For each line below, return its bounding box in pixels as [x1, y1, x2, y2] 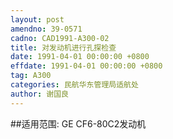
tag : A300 [10, 71, 52, 81]
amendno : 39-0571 [10, 24, 83, 34]
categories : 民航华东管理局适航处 [10, 80, 139, 90]
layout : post [10, 14, 65, 25]
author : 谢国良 [10, 89, 69, 99]
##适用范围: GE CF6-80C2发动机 [10, 117, 147, 130]
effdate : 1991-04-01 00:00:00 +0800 [10, 61, 163, 71]
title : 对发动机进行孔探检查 [10, 42, 117, 53]
